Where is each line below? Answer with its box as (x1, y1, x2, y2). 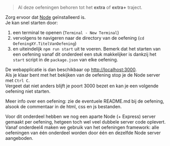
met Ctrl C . (5, 78, 30, 83)
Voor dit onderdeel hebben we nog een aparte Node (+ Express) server (5, 113, 156, 119)
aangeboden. (5, 135, 33, 141)
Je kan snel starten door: (5, 20, 58, 26)
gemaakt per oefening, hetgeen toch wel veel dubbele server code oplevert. (5, 119, 166, 125)
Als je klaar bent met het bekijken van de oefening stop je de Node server (5, 72, 160, 78)
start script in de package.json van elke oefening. (12, 57, 118, 63)
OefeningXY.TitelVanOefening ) (12, 40, 77, 46)
